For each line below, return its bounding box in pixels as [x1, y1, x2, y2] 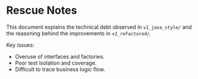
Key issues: [6, 41, 35, 48]
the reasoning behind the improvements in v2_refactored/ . [6, 29, 152, 37]
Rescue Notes [6, 4, 77, 17]
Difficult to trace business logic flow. [14, 65, 106, 72]
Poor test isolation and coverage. [14, 59, 97, 66]
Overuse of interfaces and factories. [14, 53, 105, 60]
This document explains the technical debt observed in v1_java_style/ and [6, 23, 192, 31]
